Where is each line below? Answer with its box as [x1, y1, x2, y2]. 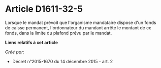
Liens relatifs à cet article [5, 39, 58, 45]
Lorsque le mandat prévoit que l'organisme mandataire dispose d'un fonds [5, 20, 157, 25]
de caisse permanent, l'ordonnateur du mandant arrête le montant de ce [5, 24, 152, 30]
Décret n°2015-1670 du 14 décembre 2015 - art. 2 [12, 58, 113, 64]
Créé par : [5, 49, 25, 55]
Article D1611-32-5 [5, 3, 83, 15]
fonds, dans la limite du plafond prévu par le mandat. [5, 30, 112, 36]
